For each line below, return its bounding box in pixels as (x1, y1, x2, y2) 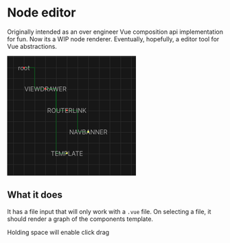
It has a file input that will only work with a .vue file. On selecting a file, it (7, 207, 211, 215)
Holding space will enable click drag (7, 228, 110, 236)
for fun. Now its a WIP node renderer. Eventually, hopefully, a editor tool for (7, 34, 220, 43)
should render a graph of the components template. (7, 215, 153, 223)
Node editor (7, 5, 76, 21)
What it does (7, 189, 63, 201)
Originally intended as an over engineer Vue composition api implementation (7, 28, 224, 36)
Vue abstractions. (7, 42, 57, 50)
